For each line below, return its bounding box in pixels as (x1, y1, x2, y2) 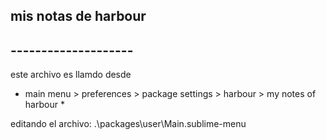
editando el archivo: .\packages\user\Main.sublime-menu (10, 118, 247, 130)
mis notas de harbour (10, 8, 147, 25)
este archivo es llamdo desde (10, 69, 132, 81)
